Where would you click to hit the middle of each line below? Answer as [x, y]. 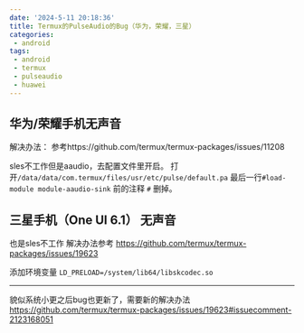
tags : [19, 51]
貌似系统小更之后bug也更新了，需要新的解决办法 [100, 300]
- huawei [30, 85]
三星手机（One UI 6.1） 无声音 [93, 220]
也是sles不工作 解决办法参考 [62, 244]
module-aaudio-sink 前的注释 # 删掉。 [107, 189]
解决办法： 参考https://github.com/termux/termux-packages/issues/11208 [147, 147]
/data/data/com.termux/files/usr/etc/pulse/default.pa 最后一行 [140, 178]
